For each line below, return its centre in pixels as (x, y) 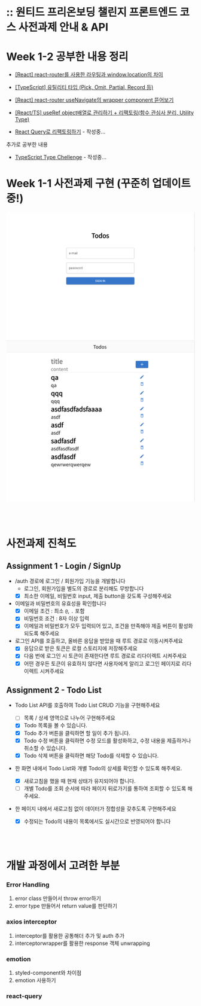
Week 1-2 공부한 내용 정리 (67, 57)
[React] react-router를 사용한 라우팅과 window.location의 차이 (89, 75)
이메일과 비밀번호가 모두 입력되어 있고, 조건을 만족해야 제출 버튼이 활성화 (108, 626)
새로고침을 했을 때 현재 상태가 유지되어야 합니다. (80, 781)
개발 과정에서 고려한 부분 (63, 866)
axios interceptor (32, 922)
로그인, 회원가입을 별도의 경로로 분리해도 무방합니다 (84, 589)
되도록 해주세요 (42, 633)
